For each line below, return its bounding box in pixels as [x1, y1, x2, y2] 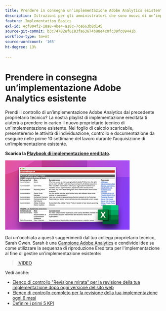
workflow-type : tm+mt [5, 34, 50, 39]
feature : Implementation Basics [5, 18, 72, 23]
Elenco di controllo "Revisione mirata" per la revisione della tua [12, 279, 140, 285]
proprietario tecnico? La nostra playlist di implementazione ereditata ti [5, 114, 147, 120]
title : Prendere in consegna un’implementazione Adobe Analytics [5, 8, 142, 13]
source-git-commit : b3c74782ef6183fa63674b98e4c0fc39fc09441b [5, 29, 136, 34]
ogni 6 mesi [12, 295, 37, 301]
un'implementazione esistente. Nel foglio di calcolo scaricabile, [5, 125, 134, 131]
